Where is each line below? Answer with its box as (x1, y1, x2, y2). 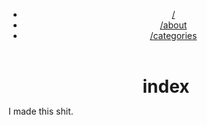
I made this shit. (8, 105, 74, 117)
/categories (149, 30, 198, 41)
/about (159, 19, 188, 31)
